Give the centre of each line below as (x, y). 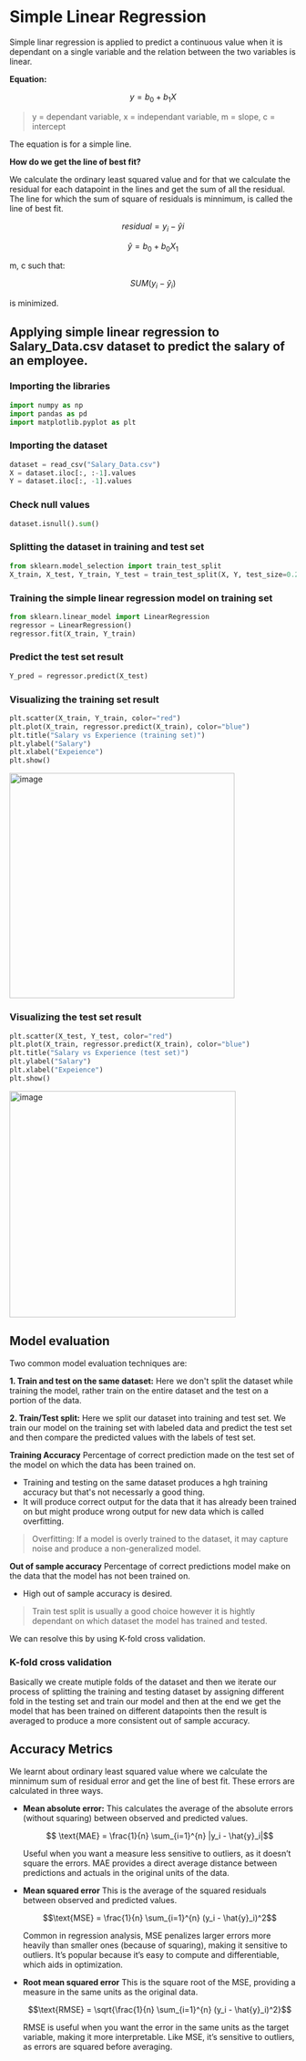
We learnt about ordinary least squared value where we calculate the (138, 1771)
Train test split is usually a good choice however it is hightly (143, 1610)
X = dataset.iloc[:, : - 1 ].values (73, 473)
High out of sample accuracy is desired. (97, 1593)
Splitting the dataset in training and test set (107, 547)
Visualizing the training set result (84, 699)
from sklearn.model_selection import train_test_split (116, 566)
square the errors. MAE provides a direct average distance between (150, 1863)
